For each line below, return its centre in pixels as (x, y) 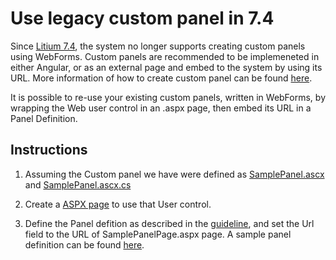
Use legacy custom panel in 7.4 (142, 18)
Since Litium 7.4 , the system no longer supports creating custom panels (158, 46)
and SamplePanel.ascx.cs (78, 184)
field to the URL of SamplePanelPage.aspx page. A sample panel (158, 234)
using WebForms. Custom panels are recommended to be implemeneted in (165, 56)
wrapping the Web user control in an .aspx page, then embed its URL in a (161, 108)
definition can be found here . (84, 244)
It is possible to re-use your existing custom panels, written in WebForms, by (168, 97)
